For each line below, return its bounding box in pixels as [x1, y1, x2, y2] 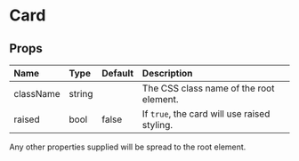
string [69, 88, 93, 100]
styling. [141, 119, 174, 131]
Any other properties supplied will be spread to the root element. [9, 141, 246, 152]
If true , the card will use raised [141, 108, 271, 120]
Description [141, 68, 193, 79]
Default [101, 68, 134, 79]
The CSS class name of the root [141, 82, 275, 94]
